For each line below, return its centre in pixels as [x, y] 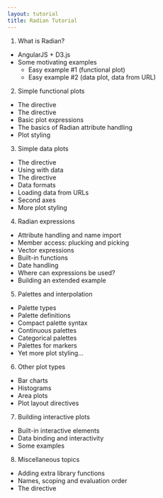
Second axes [36, 200]
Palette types [37, 308]
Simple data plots [43, 148]
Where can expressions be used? [66, 272]
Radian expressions [46, 221]
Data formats [36, 184]
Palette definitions [44, 315]
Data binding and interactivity [61, 438]
